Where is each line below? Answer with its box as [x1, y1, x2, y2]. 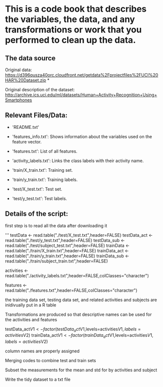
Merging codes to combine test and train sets [5, 358, 96, 364]
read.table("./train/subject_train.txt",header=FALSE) [5, 258, 108, 264]
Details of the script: [5, 210, 68, 218]
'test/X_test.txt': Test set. [12, 186, 62, 192]
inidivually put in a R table [5, 302, 57, 308]
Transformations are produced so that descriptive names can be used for [5, 311, 152, 317]
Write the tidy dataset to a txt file [5, 377, 71, 383]
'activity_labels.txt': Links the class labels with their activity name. [12, 158, 144, 163]
